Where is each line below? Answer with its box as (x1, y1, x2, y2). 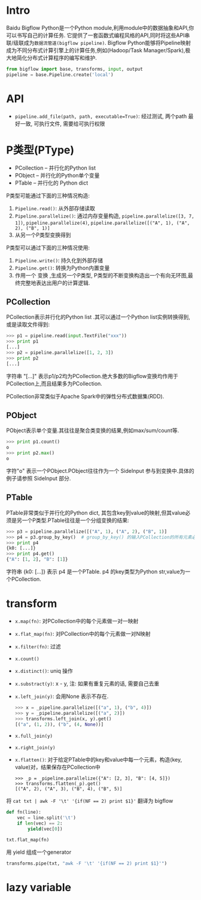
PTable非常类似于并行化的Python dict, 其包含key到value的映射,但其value (6, 509, 185, 516)
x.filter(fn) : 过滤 (14, 642, 61, 650)
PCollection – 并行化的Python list (14, 164, 96, 171)
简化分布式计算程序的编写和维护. (16, 54, 98, 61)
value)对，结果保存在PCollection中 (14, 763, 100, 771)
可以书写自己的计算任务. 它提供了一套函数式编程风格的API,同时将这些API (6, 31, 185, 39)
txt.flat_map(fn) (6, 836, 50, 842)
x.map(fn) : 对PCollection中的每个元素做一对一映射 (14, 617, 139, 624)
